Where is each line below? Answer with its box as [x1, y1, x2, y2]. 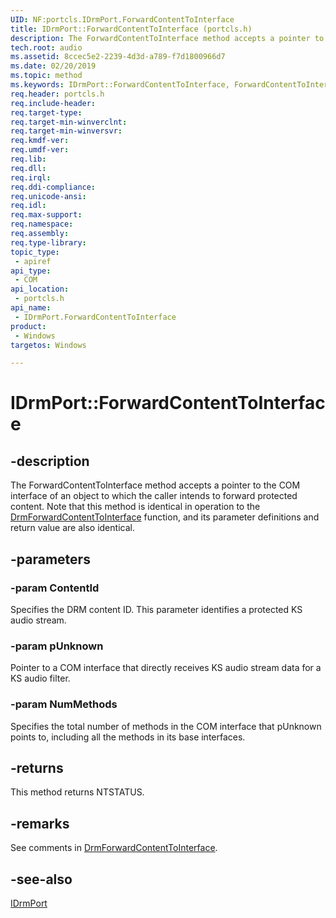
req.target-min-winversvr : [10, 126, 123, 136]
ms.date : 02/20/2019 [10, 61, 97, 71]
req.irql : [10, 172, 52, 183]
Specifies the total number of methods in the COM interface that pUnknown [10, 720, 322, 732]
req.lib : [10, 154, 47, 164]
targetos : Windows [10, 340, 87, 350]
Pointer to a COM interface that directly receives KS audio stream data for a [10, 662, 322, 674]
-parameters [10, 551, 91, 568]
